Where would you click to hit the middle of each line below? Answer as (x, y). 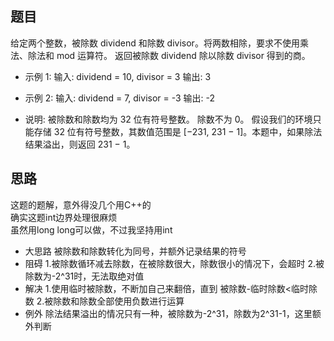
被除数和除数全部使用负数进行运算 (114, 301)
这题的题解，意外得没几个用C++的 (81, 204)
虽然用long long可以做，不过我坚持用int (91, 229)
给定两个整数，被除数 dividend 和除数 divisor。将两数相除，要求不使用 (155, 43)
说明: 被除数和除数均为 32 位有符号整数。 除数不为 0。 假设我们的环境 (168, 119)
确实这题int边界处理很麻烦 (64, 217)
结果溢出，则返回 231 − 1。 (80, 144)
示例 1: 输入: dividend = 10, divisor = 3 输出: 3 (118, 76)
